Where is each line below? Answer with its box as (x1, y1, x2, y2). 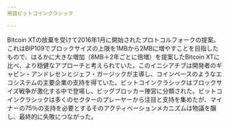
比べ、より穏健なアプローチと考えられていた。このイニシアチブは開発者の (7, 61, 217, 69)
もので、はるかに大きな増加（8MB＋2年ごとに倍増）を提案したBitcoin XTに (7, 53, 220, 61)
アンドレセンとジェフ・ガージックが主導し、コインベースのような (30, 70, 217, 78)
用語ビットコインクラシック (7, 10, 74, 17)
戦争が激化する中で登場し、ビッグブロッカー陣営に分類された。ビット (18, 87, 217, 95)
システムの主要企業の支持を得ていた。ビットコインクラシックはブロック (12, 78, 217, 86)
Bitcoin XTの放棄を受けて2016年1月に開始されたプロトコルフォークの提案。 (7, 36, 220, 44)
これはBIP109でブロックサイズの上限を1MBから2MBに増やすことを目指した (7, 44, 219, 52)
